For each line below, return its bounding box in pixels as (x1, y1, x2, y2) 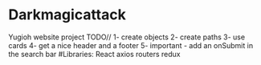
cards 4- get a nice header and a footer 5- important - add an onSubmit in (8, 40, 254, 50)
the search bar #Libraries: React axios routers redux (8, 49, 181, 59)
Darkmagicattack (8, 6, 126, 24)
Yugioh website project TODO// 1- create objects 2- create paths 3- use (8, 32, 246, 42)
